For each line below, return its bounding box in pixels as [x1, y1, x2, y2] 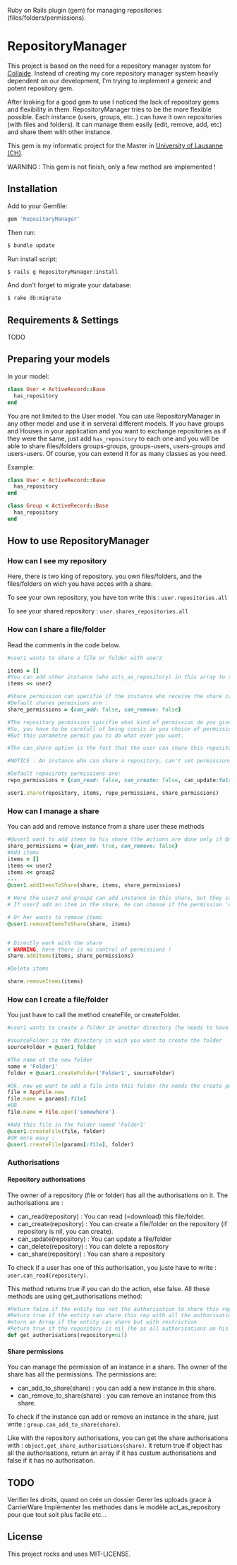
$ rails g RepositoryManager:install [7, 268, 119, 275]
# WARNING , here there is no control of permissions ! [7, 946, 172, 953]
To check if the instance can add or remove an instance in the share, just [7, 1413, 219, 1421]
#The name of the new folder [7, 1056, 93, 1063]
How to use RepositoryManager [7, 535, 150, 547]
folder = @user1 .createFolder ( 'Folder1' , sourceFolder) [7, 1069, 175, 1077]
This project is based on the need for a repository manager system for [7, 61, 212, 70]
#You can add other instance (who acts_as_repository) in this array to [7, 673, 226, 680]
